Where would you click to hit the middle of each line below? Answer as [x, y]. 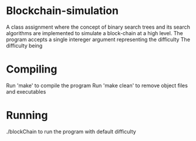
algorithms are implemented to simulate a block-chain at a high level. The [94, 33]
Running [27, 116]
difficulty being [24, 46]
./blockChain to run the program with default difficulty [71, 131]
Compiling [32, 69]
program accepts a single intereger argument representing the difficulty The [98, 39]
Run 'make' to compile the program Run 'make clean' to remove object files [97, 85]
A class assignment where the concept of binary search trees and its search [98, 27]
